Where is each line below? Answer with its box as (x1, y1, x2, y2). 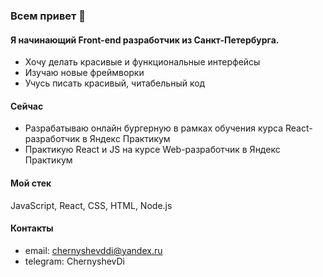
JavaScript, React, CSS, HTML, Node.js (10, 199, 173, 211)
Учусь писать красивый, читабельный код (24, 77, 206, 89)
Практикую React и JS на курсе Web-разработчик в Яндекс (24, 144, 281, 156)
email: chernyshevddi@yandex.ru (24, 244, 163, 256)
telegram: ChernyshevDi (24, 255, 125, 267)
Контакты (10, 222, 54, 234)
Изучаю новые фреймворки (24, 67, 145, 79)
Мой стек (10, 177, 52, 189)
